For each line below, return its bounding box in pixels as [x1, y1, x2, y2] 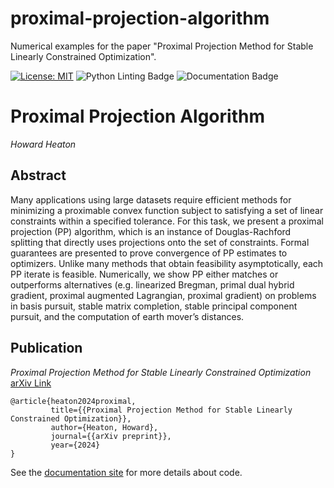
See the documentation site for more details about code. [10, 466, 243, 478]
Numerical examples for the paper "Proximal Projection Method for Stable [10, 40, 314, 52]
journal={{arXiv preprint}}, [50, 431, 172, 441]
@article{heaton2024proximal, [10, 396, 137, 406]
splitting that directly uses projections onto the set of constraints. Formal [10, 236, 310, 248]
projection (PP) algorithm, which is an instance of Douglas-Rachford [10, 225, 292, 237]
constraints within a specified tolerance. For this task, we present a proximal [10, 215, 324, 227]
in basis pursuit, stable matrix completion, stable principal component [10, 300, 298, 312]
